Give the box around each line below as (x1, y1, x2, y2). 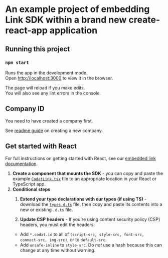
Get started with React (5, 142, 77, 150)
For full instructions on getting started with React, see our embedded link (5, 155, 156, 161)
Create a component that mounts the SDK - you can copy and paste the (12, 170, 163, 176)
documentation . (5, 160, 38, 166)
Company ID (5, 104, 45, 113)
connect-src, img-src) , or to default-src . (20, 236, 107, 242)
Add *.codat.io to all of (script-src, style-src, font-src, (20, 231, 144, 237)
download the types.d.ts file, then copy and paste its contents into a (20, 201, 162, 207)
